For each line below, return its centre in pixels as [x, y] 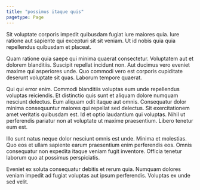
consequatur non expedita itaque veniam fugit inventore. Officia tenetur [94, 151]
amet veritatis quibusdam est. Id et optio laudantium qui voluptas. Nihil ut [96, 114]
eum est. [17, 127]
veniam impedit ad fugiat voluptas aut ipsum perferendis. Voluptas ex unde [99, 175]
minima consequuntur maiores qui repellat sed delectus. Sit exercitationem [98, 108]
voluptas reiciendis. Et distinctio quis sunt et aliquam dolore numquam [92, 95]
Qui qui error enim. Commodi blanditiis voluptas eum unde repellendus [93, 89]
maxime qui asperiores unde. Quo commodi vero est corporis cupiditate [95, 71]
